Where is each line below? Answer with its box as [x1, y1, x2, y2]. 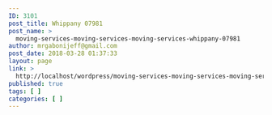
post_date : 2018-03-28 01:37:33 [8, 49, 117, 57]
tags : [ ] [8, 87, 42, 96]
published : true [8, 79, 63, 87]
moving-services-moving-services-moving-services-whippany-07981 [15, 34, 241, 43]
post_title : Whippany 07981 [8, 19, 104, 28]
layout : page [8, 57, 53, 66]
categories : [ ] [8, 95, 63, 103]
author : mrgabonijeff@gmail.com [8, 42, 117, 50]
